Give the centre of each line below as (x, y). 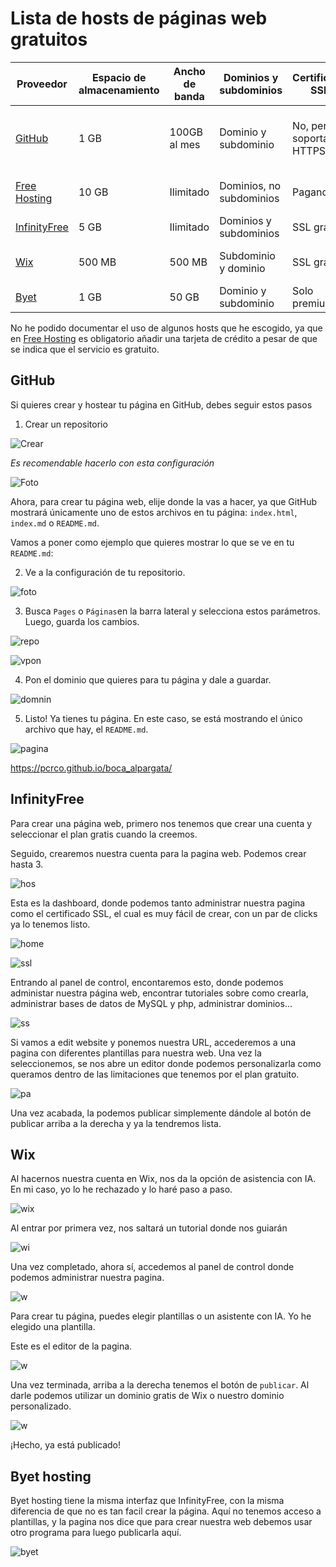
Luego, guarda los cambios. (82, 621)
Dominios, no (250, 185)
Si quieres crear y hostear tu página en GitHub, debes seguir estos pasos (161, 404)
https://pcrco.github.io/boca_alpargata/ (91, 768)
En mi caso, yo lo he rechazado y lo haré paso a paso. (121, 1189)
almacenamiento (119, 90)
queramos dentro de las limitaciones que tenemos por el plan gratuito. (155, 1074)
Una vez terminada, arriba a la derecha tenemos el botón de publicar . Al (160, 1385)
